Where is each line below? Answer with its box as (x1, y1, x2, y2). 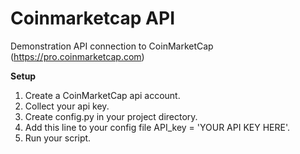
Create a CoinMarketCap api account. (24, 89, 181, 101)
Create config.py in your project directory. (24, 110, 198, 122)
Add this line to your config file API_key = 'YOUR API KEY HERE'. (24, 121, 291, 133)
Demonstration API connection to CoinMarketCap (10, 40, 214, 52)
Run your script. (24, 132, 92, 144)
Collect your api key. (24, 100, 110, 112)
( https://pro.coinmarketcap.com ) (10, 50, 145, 62)
